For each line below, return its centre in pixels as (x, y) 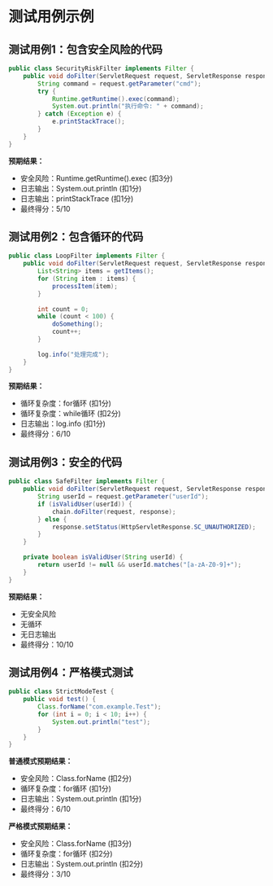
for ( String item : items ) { (87, 279)
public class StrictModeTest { (61, 692)
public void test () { (59, 700)
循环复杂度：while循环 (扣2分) (71, 414)
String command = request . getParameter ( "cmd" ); (119, 83)
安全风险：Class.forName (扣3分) (76, 844)
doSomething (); (78, 324)
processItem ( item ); (84, 286)
